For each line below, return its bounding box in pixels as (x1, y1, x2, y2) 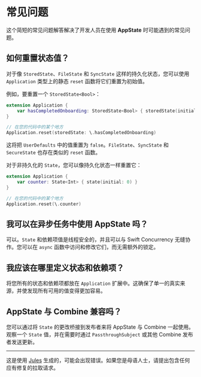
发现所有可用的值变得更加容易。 (26, 287, 106, 294)
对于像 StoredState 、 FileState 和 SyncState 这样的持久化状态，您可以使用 (6, 70, 190, 77)
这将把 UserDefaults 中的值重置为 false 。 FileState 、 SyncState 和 (6, 141, 169, 148)
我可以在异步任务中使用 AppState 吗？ (6, 219, 148, 229)
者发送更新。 (6, 338, 38, 345)
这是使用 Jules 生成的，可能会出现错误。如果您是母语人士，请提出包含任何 (6, 357, 190, 364)
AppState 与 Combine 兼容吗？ (6, 306, 121, 317)
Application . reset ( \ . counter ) (6, 201, 82, 207)
